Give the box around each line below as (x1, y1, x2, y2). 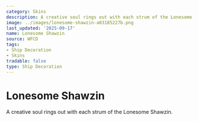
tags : (6, 42, 20, 48)
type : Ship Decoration (6, 63, 62, 70)
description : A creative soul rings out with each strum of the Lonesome (6, 14, 193, 20)
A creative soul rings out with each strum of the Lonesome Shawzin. (6, 109, 173, 116)
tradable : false (6, 58, 46, 64)
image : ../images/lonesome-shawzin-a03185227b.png (6, 19, 134, 25)
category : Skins (6, 8, 46, 15)
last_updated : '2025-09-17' (6, 25, 76, 31)
